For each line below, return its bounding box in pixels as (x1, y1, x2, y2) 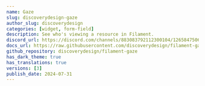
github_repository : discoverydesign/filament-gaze (6, 48, 138, 55)
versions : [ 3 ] (6, 65, 43, 71)
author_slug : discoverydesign (6, 20, 84, 26)
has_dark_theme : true (6, 54, 62, 60)
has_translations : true (6, 59, 67, 65)
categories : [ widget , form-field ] (6, 25, 95, 32)
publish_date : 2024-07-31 (6, 71, 72, 77)
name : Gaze (6, 8, 34, 15)
